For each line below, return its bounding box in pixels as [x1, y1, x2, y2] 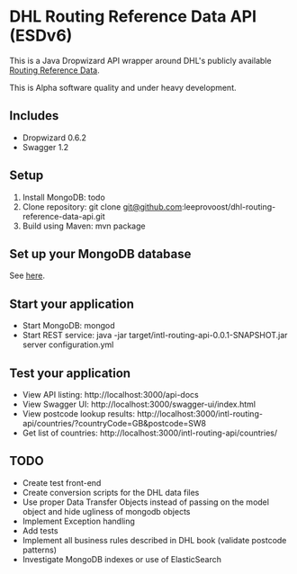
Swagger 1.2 [22, 141, 69, 152]
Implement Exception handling [22, 516, 135, 526]
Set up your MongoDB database [9, 246, 192, 262]
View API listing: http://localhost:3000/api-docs [22, 390, 200, 399]
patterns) [22, 544, 57, 555]
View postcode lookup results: [22, 408, 135, 419]
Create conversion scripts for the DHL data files [22, 487, 200, 498]
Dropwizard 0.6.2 [22, 132, 87, 143]
